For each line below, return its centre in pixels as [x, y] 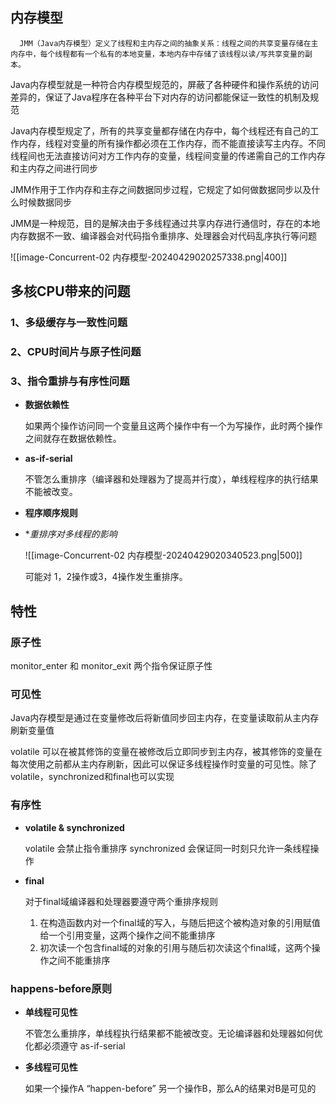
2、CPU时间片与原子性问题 [76, 352]
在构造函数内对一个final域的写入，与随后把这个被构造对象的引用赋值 [180, 922]
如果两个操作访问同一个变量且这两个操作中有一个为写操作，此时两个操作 [173, 426]
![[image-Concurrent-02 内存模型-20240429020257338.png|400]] [149, 257]
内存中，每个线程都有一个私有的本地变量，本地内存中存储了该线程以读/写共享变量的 [157, 54]
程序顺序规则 [51, 513]
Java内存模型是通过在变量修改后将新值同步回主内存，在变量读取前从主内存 [165, 718]
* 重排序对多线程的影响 [71, 534]
